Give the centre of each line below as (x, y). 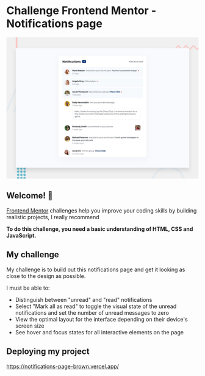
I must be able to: (28, 288)
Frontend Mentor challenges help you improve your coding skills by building (102, 210)
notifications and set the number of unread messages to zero (92, 312)
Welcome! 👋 (30, 196)
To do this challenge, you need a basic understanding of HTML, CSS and (100, 229)
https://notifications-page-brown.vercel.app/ (63, 366)
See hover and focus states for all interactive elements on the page (99, 332)
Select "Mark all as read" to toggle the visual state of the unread (96, 306)
